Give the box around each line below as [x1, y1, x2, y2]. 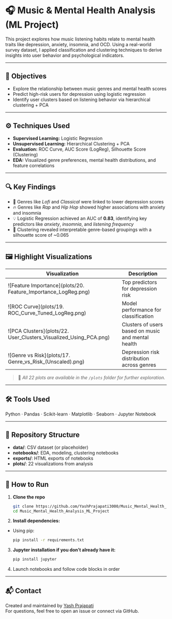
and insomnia [12, 210, 41, 216]
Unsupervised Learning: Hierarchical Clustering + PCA [12, 140, 130, 147]
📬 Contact [5, 586, 41, 595]
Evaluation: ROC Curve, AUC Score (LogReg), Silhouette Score [12, 146, 146, 152]
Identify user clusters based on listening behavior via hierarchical [12, 96, 150, 102]
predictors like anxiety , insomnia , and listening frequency [12, 221, 134, 228]
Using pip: [12, 528, 35, 534]
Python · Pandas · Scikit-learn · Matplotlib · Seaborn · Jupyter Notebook [5, 411, 156, 417]
